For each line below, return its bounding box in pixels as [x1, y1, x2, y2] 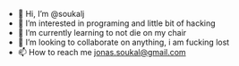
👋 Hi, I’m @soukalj [17, 9, 85, 19]
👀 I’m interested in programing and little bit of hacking [17, 18, 217, 29]
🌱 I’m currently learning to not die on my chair [17, 28, 187, 37]
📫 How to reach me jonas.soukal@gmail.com [17, 47, 186, 57]
